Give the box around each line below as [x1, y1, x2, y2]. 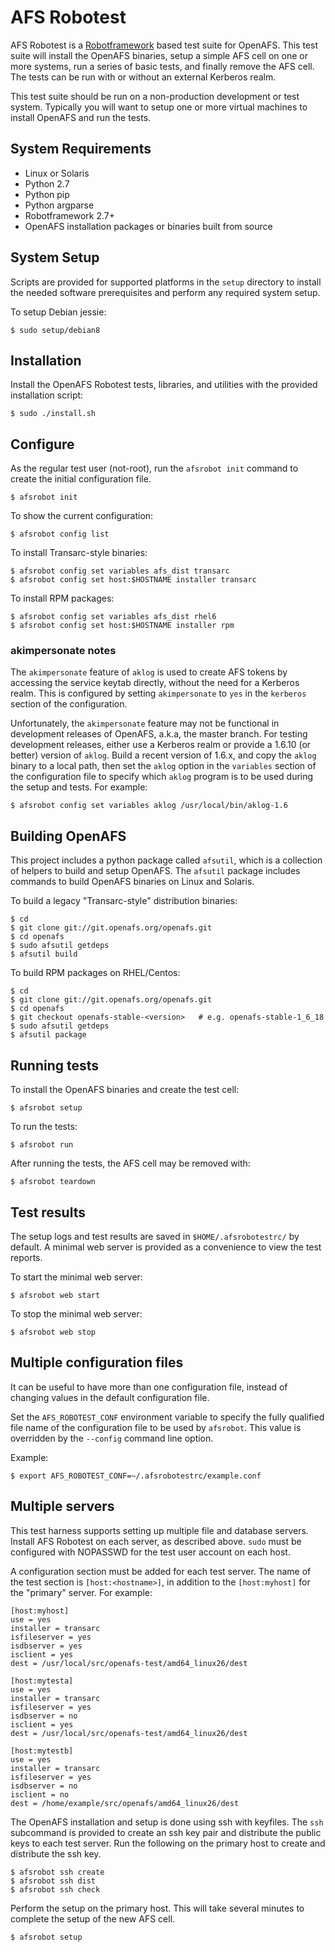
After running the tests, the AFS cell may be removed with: [10, 1157, 251, 1170]
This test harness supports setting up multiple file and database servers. [10, 1524, 309, 1536]
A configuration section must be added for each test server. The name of [10, 1565, 312, 1577]
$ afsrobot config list [10, 529, 110, 540]
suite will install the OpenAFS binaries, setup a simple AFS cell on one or [10, 49, 308, 61]
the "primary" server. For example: [10, 1586, 153, 1598]
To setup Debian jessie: [10, 306, 107, 318]
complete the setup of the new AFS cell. [10, 1912, 176, 1925]
